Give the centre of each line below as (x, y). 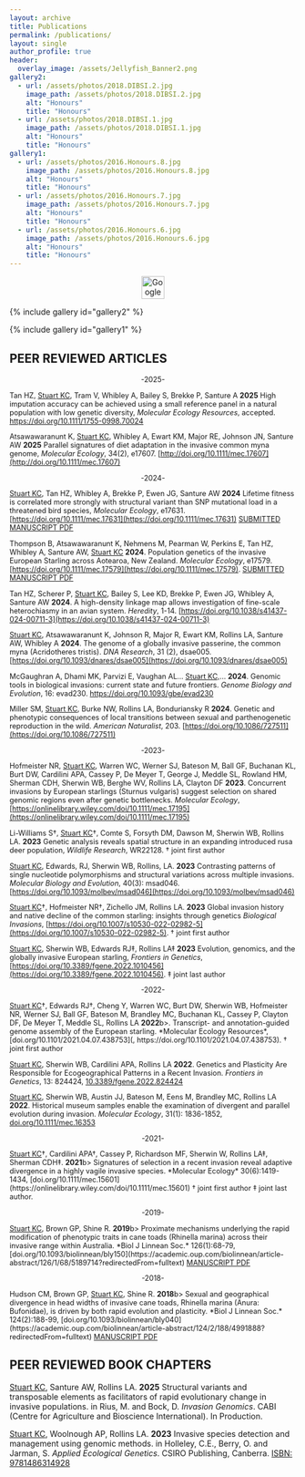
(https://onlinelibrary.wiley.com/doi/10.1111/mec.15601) (100, 1188)
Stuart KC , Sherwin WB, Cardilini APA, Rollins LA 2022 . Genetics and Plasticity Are (148, 1064)
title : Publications (49, 26)
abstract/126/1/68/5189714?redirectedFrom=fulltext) (97, 1262)
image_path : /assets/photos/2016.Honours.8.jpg (117, 170)
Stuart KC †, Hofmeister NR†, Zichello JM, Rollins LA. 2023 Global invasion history (147, 908)
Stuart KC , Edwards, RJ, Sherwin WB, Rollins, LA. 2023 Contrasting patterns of (142, 866)
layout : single (38, 43)
